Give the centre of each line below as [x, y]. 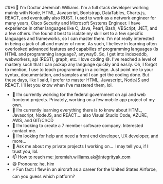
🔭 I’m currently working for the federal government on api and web [79, 94]
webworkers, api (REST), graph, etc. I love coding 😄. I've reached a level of [81, 59]
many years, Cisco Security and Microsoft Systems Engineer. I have [73, 23]
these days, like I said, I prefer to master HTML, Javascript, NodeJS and [77, 80]
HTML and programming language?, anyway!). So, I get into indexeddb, [77, 54]
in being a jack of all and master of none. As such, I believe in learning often [81, 44]
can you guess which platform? [44, 176]
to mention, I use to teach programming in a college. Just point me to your [79, 70]
